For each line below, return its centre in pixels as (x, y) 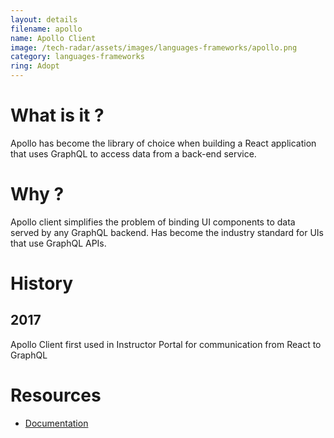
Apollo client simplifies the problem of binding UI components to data (153, 222)
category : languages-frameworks (77, 57)
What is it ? (57, 115)
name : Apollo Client (53, 38)
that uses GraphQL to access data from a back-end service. (133, 153)
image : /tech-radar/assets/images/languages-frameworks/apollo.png (154, 47)
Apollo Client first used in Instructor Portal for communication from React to (166, 344)
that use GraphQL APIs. (58, 243)
